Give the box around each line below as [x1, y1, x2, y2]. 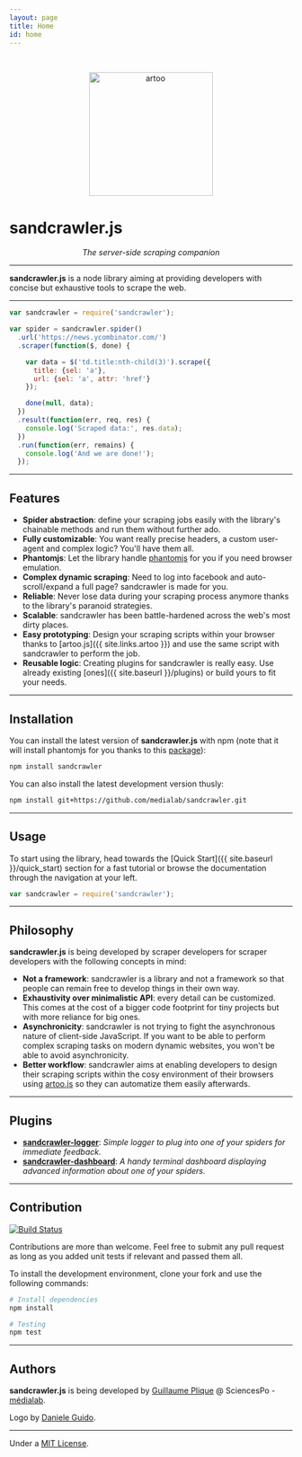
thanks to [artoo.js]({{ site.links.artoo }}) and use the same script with [22, 639, 280, 650]
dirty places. [22, 619, 69, 630]
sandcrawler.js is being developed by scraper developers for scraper [9, 946, 268, 957]
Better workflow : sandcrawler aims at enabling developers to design [22, 1060, 278, 1071]
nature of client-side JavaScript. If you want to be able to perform [22, 1031, 266, 1042]
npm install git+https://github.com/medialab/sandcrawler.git [9, 795, 247, 804]
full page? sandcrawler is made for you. [82, 582, 229, 592]
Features [9, 491, 60, 506]
